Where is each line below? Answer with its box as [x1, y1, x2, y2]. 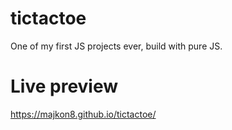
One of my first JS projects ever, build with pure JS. [10, 40, 223, 52]
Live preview [10, 75, 119, 98]
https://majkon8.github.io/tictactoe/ [10, 108, 157, 120]
